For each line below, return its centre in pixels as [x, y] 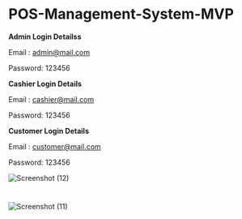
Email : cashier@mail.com [51, 99]
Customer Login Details [49, 131]
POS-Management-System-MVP [121, 14]
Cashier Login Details [45, 84]
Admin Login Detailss [45, 36]
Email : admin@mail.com [49, 52]
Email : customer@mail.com [55, 146]
